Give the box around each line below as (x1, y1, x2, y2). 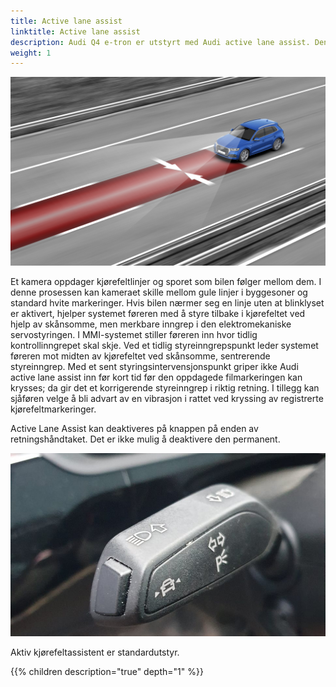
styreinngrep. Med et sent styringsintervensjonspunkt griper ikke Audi (10, 361, 299, 373)
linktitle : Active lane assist (10, 26, 141, 37)
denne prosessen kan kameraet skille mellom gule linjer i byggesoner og (10, 286, 308, 299)
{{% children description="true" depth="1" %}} (10, 665, 204, 677)
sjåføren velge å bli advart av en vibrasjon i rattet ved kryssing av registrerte (10, 393, 324, 405)
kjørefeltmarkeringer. (10, 403, 97, 415)
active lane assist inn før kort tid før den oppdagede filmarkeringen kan (10, 371, 303, 384)
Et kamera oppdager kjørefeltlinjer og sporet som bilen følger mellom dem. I (10, 276, 322, 288)
